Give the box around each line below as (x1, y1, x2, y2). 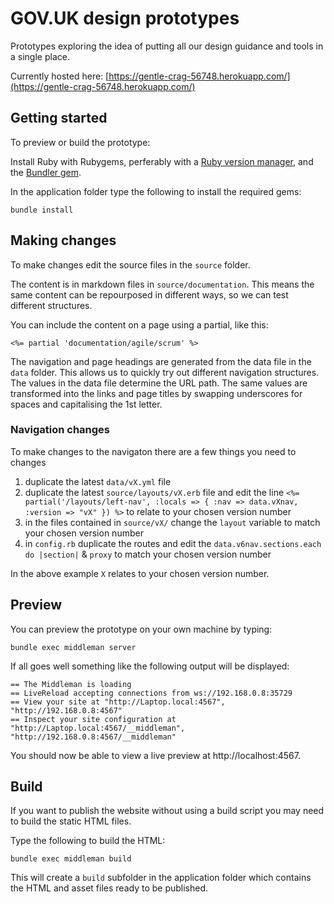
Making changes (10, 232, 117, 249)
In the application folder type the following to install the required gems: (10, 185, 302, 197)
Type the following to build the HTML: (10, 835, 166, 847)
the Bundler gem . (10, 166, 82, 178)
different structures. (10, 299, 93, 311)
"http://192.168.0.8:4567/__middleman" (10, 732, 177, 742)
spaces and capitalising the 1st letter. (10, 398, 163, 410)
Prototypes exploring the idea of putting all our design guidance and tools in (10, 40, 324, 52)
